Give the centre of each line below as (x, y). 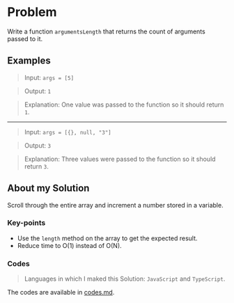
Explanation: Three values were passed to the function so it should (120, 159)
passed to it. (25, 38)
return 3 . (36, 166)
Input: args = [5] (49, 77)
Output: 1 (37, 91)
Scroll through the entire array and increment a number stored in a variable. (116, 205)
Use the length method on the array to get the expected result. (107, 238)
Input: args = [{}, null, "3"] (68, 132)
